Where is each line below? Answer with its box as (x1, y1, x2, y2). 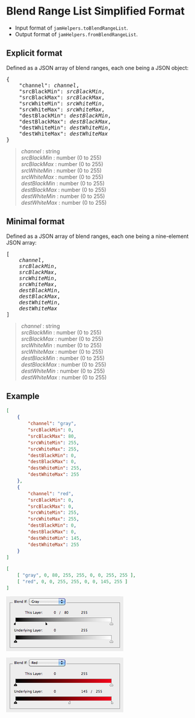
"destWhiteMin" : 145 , (28, 535, 82, 541)
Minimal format (6, 216, 65, 227)
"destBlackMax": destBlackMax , (19, 118, 111, 125)
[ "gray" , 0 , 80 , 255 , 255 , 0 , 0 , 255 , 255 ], (17, 572, 136, 579)
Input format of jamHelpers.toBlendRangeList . (14, 24, 128, 31)
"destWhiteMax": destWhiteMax (19, 130, 108, 137)
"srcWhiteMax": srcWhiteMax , (19, 106, 105, 113)
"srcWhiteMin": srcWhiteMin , (19, 100, 105, 107)
